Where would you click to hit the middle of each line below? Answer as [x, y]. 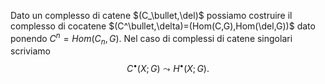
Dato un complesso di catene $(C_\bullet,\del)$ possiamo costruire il [151, 15]
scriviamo [30, 51]
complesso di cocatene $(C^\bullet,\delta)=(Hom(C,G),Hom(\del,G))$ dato [163, 26]
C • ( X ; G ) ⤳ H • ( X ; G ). [168, 68]
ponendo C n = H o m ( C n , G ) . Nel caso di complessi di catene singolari [151, 39]
